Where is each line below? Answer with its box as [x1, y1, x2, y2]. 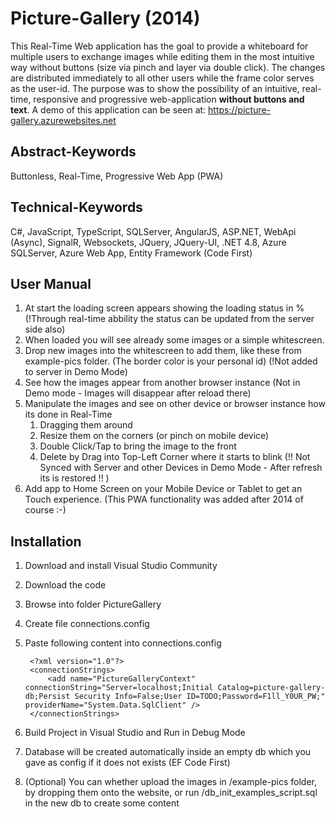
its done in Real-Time [24, 408, 113, 421]
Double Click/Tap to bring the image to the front [39, 440, 237, 452]
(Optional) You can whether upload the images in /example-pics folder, [24, 776, 318, 788]
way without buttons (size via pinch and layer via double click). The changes [10, 61, 326, 73]
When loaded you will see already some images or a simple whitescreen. [24, 334, 325, 346]
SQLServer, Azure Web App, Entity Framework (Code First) [10, 247, 253, 259]
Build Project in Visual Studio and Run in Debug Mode [24, 727, 246, 739]
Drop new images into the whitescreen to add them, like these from [24, 345, 302, 357]
